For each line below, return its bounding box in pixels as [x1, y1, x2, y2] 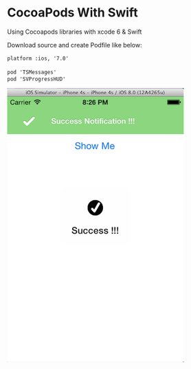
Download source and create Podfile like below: [7, 41, 142, 49]
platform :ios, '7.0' [7, 55, 69, 62]
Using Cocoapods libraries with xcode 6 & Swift [7, 27, 142, 36]
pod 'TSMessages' [7, 69, 57, 76]
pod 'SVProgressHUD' [7, 76, 67, 82]
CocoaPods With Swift [7, 5, 139, 21]
